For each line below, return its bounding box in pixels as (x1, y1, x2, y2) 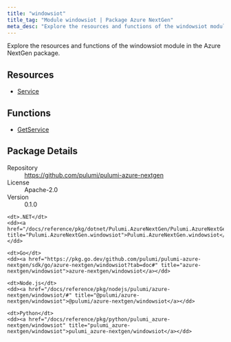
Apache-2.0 (24, 185, 58, 193)
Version (7, 193, 29, 201)
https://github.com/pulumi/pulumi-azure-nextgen (24, 171, 164, 179)
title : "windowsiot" (7, 10, 67, 17)
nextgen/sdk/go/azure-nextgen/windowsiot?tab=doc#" (7, 261, 158, 268)
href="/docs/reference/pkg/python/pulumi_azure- (28, 316, 170, 323)
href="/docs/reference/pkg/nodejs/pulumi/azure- (28, 286, 170, 292)
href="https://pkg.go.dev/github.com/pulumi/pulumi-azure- (28, 255, 201, 262)
